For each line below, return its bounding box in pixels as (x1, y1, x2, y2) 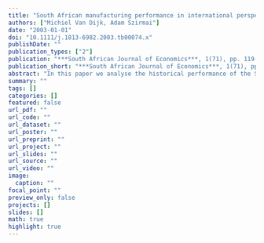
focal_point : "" (8, 186, 61, 194)
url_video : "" (8, 165, 55, 172)
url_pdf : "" (8, 107, 47, 114)
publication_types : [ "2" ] (8, 48, 93, 56)
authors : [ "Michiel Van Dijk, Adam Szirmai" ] (8, 19, 159, 27)
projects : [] (8, 201, 51, 209)
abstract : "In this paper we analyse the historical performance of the (8, 70, 251, 78)
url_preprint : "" (8, 135, 65, 143)
